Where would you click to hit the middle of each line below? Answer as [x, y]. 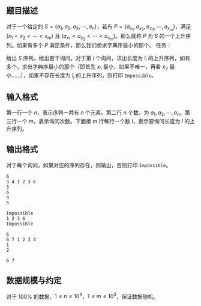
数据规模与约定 [34, 280]
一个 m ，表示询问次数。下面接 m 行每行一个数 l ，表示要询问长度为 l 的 [103, 121]
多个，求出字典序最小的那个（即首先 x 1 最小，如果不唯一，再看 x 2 [87, 67]
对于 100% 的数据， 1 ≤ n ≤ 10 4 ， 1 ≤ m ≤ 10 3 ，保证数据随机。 [82, 296]
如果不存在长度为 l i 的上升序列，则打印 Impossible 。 [93, 76]
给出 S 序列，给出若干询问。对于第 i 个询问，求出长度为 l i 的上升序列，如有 [98, 59]
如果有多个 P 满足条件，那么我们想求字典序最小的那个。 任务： [94, 45]
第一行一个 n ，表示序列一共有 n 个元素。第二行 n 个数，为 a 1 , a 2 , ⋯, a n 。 [96, 113]
